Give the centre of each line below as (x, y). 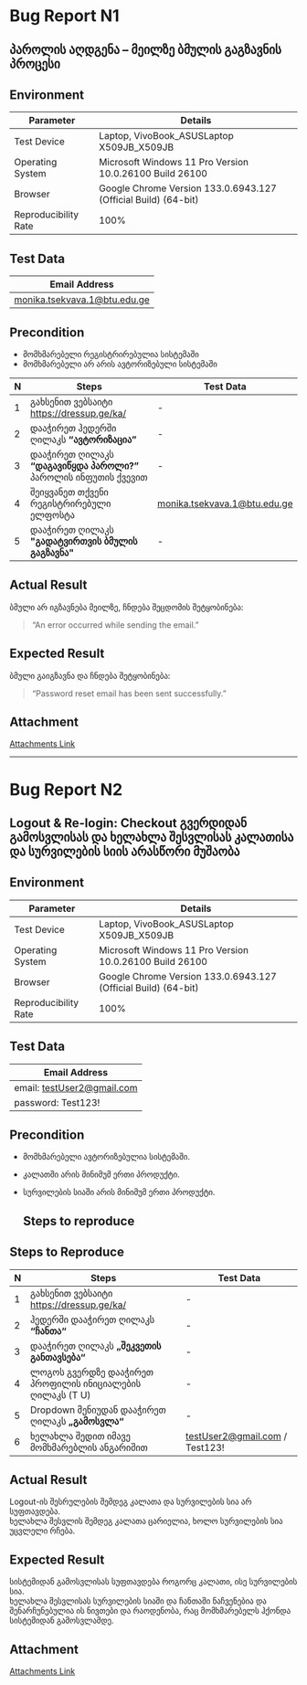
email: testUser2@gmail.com (76, 1087)
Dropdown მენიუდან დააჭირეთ (98, 1410)
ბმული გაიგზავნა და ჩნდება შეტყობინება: (90, 675)
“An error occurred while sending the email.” (115, 625)
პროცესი (35, 64)
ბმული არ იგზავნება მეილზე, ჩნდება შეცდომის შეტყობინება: (127, 607)
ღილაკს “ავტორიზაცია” (84, 440)
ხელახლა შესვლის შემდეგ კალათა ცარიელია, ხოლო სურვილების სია (146, 1521)
